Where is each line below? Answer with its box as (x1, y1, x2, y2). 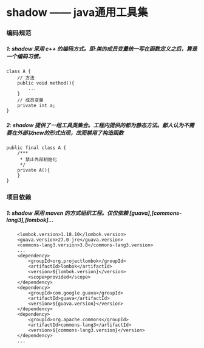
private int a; (17, 103, 56, 109)
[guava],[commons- (129, 209, 182, 217)
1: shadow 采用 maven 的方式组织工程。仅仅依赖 (6, 209, 129, 217)
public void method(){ (17, 80, 75, 86)
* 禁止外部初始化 (19, 156, 58, 163)
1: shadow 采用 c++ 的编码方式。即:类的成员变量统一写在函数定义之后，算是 (6, 45, 197, 52)
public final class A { (6, 145, 67, 151)
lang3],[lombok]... (6, 216, 54, 223)
